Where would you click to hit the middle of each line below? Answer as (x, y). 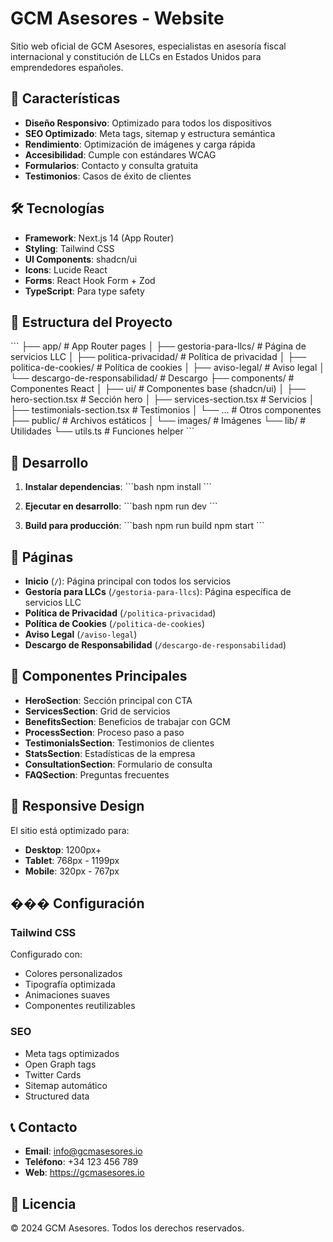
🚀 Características (65, 98)
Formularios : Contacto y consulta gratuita (111, 165)
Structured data (57, 1096)
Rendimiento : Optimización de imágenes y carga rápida (140, 144)
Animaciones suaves (67, 995)
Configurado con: (46, 954)
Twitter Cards (53, 1074)
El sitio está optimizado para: (70, 830)
